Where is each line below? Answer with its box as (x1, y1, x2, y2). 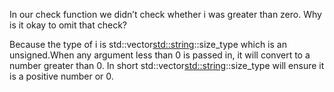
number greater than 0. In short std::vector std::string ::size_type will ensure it (9, 60, 325, 71)
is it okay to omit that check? (9, 19, 128, 31)
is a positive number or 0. (9, 70, 114, 82)
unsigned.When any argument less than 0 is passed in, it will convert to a (9, 49, 311, 61)
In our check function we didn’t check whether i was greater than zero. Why (9, 9, 322, 20)
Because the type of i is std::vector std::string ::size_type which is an (9, 39, 287, 50)
